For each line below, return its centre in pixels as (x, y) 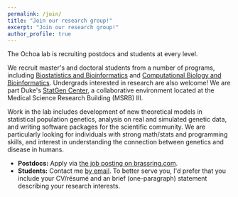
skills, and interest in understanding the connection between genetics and (115, 142)
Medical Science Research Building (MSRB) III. (75, 98)
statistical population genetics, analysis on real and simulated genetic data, (117, 119)
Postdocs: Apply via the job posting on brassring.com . (98, 164)
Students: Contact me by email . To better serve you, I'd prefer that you (121, 171)
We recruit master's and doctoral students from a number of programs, (111, 68)
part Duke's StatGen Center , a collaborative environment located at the (111, 90)
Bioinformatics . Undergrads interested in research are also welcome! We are (119, 83)
